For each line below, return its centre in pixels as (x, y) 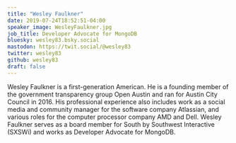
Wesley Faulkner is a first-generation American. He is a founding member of (118, 86)
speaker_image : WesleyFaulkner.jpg (60, 27)
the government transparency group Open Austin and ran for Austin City (112, 94)
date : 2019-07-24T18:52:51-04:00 (57, 21)
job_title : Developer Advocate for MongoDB (72, 34)
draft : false (26, 67)
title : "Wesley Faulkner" (45, 14)
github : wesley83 (33, 60)
